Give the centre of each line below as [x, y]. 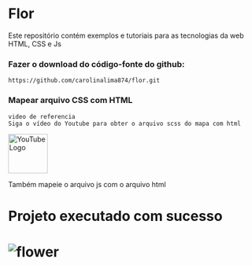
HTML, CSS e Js [35, 43]
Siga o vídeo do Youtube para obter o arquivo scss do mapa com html [125, 123]
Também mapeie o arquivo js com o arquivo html [87, 184]
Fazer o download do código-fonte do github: [96, 64]
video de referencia [42, 116]
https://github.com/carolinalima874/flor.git [84, 81]
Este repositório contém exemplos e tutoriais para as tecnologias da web [126, 35]
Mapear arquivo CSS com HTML [70, 101]
